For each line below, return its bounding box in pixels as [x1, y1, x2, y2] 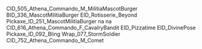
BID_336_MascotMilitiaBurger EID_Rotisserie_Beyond [6, 11, 137, 19]
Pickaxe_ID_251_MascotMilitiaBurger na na [6, 18, 112, 24]
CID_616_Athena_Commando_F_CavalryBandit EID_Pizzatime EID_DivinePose [6, 24, 196, 31]
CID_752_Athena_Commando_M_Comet [6, 37, 104, 44]
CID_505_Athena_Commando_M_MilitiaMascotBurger [6, 5, 138, 12]
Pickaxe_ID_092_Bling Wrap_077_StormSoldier [6, 30, 121, 38]
